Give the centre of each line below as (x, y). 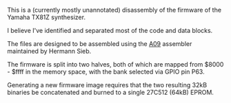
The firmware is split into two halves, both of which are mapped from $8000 (115, 64)
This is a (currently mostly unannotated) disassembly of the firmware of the (114, 10)
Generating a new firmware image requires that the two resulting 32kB (107, 85)
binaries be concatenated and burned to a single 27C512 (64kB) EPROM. (110, 92)
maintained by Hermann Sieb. (49, 51)
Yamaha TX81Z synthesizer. (47, 17)
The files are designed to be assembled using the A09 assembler (100, 44)
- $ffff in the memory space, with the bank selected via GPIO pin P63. (106, 72)
